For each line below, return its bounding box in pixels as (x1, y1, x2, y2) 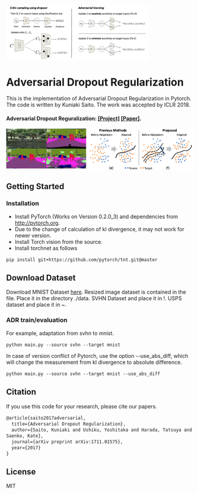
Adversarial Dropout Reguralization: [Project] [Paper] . (6, 115, 142, 122)
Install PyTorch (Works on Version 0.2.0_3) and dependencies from (14, 213, 178, 220)
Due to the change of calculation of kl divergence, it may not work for (14, 225, 185, 232)
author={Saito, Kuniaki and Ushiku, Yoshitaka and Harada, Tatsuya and (11, 427, 193, 433)
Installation (6, 199, 40, 207)
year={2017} (11, 445, 41, 451)
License (6, 467, 36, 477)
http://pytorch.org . (14, 219, 60, 226)
